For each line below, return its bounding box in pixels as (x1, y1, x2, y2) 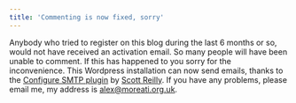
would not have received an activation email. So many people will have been (9, 46, 288, 57)
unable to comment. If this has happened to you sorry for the (9, 55, 232, 66)
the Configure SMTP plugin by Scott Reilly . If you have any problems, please (9, 74, 288, 85)
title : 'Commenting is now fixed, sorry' (9, 12, 165, 22)
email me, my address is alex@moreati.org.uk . (9, 84, 178, 94)
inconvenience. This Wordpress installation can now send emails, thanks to (9, 65, 284, 76)
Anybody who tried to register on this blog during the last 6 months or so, (9, 37, 277, 48)
